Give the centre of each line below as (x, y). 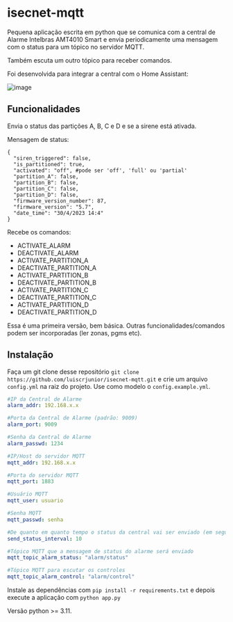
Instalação (31, 355)
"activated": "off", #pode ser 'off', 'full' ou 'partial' (101, 170)
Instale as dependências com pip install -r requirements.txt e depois (111, 590)
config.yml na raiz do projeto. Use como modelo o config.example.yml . (109, 386)
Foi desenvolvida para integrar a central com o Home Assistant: (98, 74)
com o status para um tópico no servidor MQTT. (76, 47)
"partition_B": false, (46, 182)
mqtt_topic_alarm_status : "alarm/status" (68, 558)
